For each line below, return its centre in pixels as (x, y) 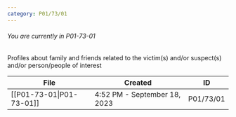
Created (138, 83)
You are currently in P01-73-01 (52, 36)
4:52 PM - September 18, (138, 94)
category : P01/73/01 (38, 14)
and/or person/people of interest (54, 65)
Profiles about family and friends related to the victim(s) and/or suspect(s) (114, 57)
